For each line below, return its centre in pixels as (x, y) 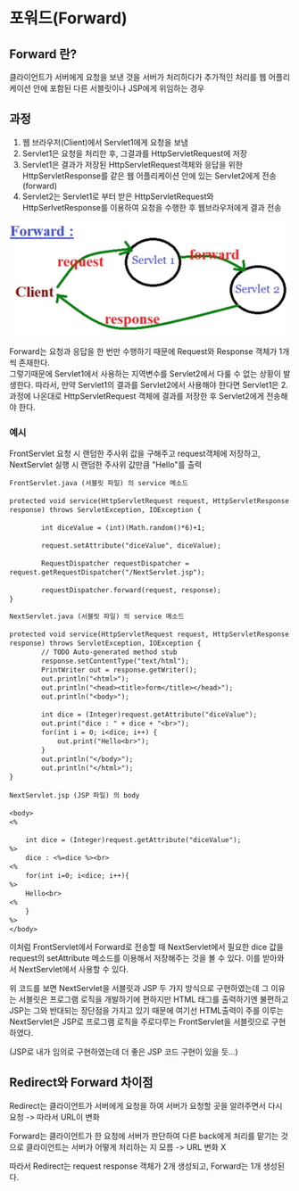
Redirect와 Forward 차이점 (81, 1083)
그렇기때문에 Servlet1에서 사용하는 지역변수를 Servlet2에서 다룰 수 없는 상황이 (145, 373)
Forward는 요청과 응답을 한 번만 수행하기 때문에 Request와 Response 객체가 (143, 351)
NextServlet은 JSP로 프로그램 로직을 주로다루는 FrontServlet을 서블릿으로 (139, 1021)
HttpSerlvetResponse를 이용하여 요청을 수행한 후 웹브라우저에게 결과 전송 (152, 207)
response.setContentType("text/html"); (116, 661)
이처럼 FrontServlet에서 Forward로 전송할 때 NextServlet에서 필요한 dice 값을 (146, 947)
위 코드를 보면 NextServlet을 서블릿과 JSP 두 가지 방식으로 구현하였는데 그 (139, 988)
